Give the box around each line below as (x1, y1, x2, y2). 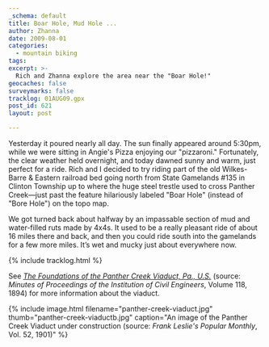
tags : (8, 57, 27, 65)
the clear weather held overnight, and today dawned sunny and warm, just (8, 156, 256, 165)
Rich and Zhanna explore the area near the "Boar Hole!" (15, 72, 212, 80)
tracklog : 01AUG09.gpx (8, 94, 85, 102)
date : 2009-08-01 (8, 34, 67, 43)
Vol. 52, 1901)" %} (8, 330, 69, 339)
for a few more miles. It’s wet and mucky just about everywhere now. (8, 240, 237, 249)
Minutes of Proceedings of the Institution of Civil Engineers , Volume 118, (8, 280, 248, 289)
